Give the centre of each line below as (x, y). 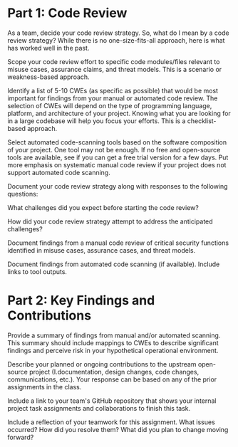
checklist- (202, 121)
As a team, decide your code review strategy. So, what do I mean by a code (118, 33)
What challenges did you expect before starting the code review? (103, 207)
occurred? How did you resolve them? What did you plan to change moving (118, 429)
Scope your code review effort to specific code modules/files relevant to (114, 61)
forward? (21, 437)
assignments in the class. (45, 386)
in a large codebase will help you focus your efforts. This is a (97, 121)
